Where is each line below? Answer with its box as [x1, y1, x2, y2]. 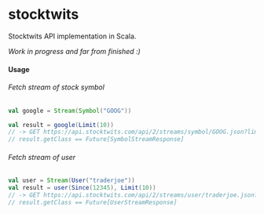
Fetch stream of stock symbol [8, 82, 104, 92]
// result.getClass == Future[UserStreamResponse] [8, 198, 178, 207]
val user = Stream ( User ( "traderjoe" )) [8, 176, 135, 185]
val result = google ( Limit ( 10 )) [8, 121, 114, 129]
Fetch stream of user [8, 152, 76, 161]
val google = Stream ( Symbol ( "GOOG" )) [8, 107, 132, 114]
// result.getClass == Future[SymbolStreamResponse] [8, 136, 185, 143]
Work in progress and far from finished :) [8, 46, 141, 56]
